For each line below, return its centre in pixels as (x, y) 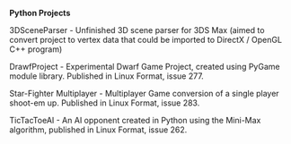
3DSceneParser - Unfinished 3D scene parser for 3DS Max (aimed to (137, 30)
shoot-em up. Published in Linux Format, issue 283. (105, 103)
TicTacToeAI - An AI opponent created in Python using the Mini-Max (135, 120)
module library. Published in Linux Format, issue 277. (106, 76)
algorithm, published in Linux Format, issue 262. (98, 130)
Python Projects (40, 13)
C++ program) (36, 49)
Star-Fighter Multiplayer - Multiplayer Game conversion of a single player (145, 93)
